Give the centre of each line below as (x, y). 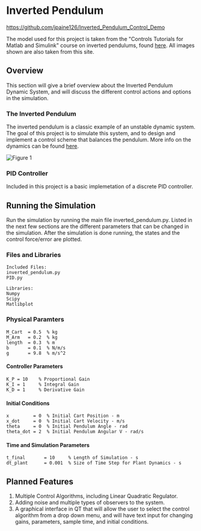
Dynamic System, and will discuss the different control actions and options (99, 92)
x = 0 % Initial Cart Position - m (63, 416)
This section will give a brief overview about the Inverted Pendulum (90, 85)
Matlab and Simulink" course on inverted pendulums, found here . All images (100, 45)
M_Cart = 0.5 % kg (32, 332)
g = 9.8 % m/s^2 (36, 353)
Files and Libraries (34, 255)
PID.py (14, 278)
